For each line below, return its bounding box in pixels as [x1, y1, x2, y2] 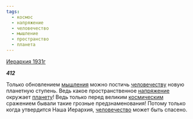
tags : [6, 8, 20, 15]
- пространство [11, 36, 49, 42]
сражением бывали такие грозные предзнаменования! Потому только [6, 99, 186, 107]
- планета [11, 42, 36, 48]
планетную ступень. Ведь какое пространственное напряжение [6, 87, 170, 94]
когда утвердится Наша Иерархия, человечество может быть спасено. [6, 106, 188, 113]
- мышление [11, 31, 39, 37]
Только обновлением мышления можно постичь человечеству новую [6, 81, 185, 88]
